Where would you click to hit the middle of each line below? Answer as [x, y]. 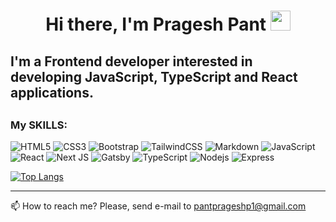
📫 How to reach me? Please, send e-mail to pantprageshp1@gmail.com [158, 206]
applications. [52, 92]
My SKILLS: [39, 125]
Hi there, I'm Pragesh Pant [156, 24]
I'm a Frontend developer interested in [131, 61]
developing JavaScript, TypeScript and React [154, 76]
